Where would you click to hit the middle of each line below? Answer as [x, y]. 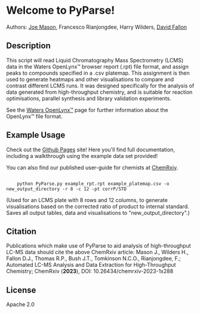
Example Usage [36, 135]
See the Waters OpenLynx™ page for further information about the [87, 110]
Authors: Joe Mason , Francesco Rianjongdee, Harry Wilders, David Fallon [96, 27]
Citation [21, 231]
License [21, 290]
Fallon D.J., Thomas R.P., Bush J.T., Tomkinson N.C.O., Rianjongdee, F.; [93, 258]
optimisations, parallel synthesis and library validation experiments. [89, 98]
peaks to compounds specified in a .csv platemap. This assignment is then [98, 73]
